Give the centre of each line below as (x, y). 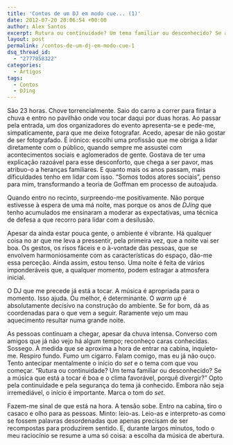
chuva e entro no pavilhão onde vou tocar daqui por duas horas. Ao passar (114, 118)
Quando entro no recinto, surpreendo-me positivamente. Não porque (106, 198)
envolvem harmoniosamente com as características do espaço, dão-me (110, 255)
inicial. (16, 277)
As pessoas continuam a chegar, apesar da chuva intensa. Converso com (112, 334)
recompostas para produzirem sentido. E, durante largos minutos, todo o (111, 428)
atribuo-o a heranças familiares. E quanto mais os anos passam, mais (106, 170)
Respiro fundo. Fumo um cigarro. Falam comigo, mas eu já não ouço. (118, 356)
